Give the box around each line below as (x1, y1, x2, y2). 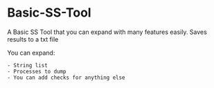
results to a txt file (7, 35, 59, 43)
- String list (7, 62, 48, 69)
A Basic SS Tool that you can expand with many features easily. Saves (7, 28, 208, 36)
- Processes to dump (7, 68, 67, 75)
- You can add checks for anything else (7, 74, 126, 81)
